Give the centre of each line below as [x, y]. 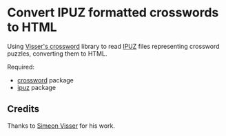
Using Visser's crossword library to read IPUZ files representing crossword [113, 46]
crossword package [45, 80]
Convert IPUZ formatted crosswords [113, 13]
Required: [21, 67]
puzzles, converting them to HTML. [57, 54]
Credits [23, 109]
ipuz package [37, 87]
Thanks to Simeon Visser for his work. [61, 126]
